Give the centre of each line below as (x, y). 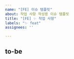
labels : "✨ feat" (23, 23)
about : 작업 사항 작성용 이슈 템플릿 (37, 14)
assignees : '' (19, 28)
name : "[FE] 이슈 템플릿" (29, 9)
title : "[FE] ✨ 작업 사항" (31, 18)
